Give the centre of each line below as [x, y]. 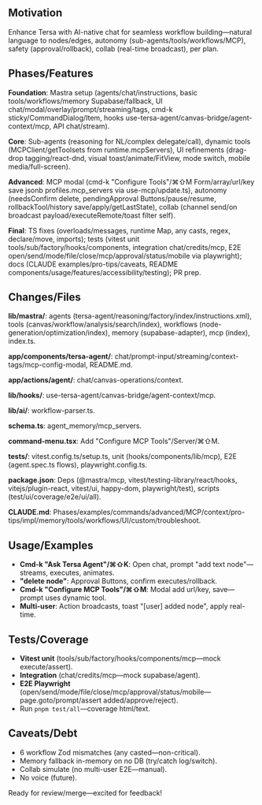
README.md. [111, 365]
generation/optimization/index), [59, 333]
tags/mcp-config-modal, [48, 365]
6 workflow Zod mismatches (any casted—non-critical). [110, 752]
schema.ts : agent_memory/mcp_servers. [75, 426]
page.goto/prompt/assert [61, 700]
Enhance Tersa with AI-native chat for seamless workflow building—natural [130, 32]
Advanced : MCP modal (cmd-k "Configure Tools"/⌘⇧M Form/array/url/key [131, 181]
